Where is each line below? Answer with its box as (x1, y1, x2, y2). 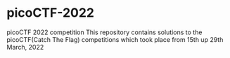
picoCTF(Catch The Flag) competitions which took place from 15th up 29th (6, 35, 224, 43)
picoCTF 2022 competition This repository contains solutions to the (6, 28, 203, 36)
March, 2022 (6, 43, 44, 51)
